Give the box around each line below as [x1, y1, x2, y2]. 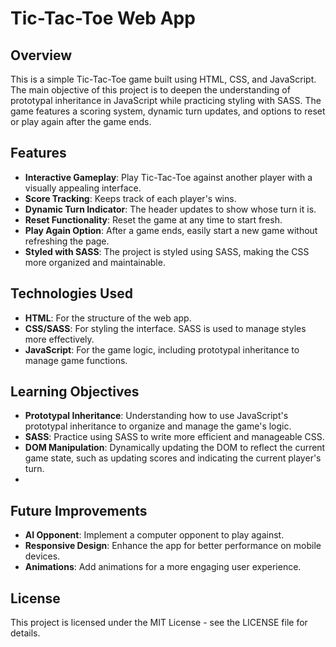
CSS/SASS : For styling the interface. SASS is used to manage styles [24, 322, 307, 334]
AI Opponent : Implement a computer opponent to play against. [24, 529, 285, 541]
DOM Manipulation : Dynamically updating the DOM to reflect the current [24, 442, 326, 454]
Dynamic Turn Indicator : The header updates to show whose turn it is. [24, 203, 317, 215]
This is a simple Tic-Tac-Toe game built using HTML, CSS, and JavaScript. [10, 73, 317, 85]
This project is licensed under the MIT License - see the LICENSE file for [10, 617, 308, 629]
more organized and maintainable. [24, 256, 166, 268]
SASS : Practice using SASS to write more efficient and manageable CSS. [24, 431, 325, 443]
